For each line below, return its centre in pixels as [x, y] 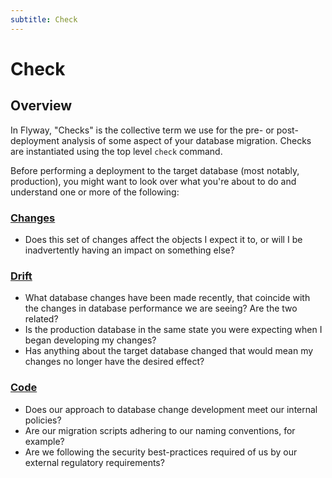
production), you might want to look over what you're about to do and [153, 181]
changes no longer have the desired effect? [114, 362]
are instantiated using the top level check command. [116, 151]
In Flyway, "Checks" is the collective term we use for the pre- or [142, 130]
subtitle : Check [44, 19]
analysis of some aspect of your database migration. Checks [186, 140]
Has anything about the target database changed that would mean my [169, 351]
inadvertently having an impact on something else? [129, 250]
